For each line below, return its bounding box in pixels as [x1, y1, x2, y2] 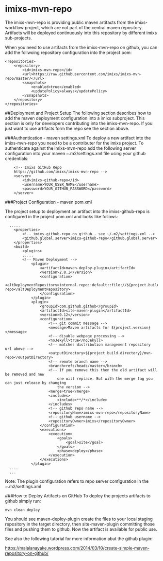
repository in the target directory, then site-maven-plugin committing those [5, 521, 155, 527]
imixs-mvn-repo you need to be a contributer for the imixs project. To [5, 140, 144, 146]
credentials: [5, 156, 29, 161]
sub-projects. [5, 35, 33, 41]
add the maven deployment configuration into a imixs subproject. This [5, 115, 145, 121]
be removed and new [5, 372, 45, 377]
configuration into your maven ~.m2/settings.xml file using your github [5, 150, 146, 156]
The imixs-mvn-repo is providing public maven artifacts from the [5, 19, 134, 25]
